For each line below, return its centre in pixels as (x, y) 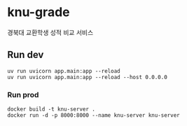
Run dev (26, 55)
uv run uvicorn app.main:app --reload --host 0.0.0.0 (88, 77)
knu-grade (39, 12)
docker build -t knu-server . (51, 109)
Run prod (23, 94)
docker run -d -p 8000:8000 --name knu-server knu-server (93, 115)
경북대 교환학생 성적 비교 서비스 (50, 32)
